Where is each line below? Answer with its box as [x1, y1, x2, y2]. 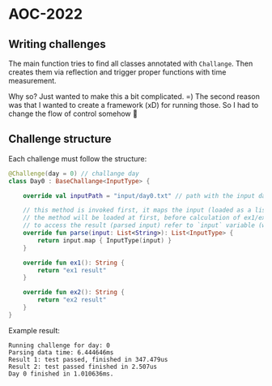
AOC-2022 [8, 5, 83, 24]
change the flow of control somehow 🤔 [8, 109, 138, 118]
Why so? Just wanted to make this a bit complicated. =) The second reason [8, 92, 261, 101]
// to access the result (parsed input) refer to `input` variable [23, 221, 255, 229]
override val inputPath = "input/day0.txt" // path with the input [23, 191, 255, 199]
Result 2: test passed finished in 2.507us [8, 362, 158, 371]
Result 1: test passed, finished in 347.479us [8, 355, 168, 363]
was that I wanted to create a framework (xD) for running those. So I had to [8, 101, 259, 109]
